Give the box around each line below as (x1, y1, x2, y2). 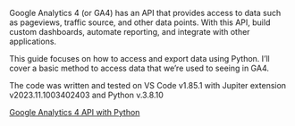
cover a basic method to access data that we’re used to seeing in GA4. (9, 63, 270, 73)
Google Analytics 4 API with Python (9, 107, 140, 117)
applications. (9, 36, 56, 46)
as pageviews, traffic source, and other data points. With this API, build (9, 17, 271, 28)
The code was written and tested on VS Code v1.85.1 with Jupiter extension (9, 80, 287, 90)
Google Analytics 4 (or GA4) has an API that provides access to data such (9, 8, 282, 18)
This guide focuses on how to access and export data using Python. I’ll (9, 54, 270, 63)
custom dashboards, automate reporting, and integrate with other (9, 27, 250, 37)
